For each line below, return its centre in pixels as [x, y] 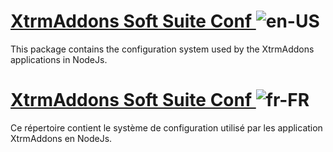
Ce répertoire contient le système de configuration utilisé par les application [166, 127]
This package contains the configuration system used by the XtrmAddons [162, 49]
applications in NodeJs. [59, 59]
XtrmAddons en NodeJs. [61, 138]
